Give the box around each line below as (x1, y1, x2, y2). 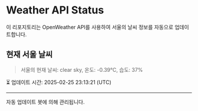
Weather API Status (6, 4, 104, 17)
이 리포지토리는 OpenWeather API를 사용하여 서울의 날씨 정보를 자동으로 (6, 23, 174, 30)
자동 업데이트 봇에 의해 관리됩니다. (6, 98, 85, 105)
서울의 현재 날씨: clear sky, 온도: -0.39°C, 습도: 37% (20, 66, 143, 73)
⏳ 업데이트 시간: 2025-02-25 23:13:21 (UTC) (6, 78, 112, 85)
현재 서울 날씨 (6, 50, 53, 60)
